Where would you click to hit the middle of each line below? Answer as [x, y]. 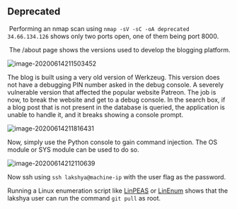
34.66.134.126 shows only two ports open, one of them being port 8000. [113, 36]
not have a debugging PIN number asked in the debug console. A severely [116, 85]
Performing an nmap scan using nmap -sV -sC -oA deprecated [99, 28]
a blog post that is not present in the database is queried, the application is [116, 107]
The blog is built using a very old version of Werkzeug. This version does [114, 77]
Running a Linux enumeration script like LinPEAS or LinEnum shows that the [118, 191]
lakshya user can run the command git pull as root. [84, 198]
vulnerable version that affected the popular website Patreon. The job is [112, 92]
